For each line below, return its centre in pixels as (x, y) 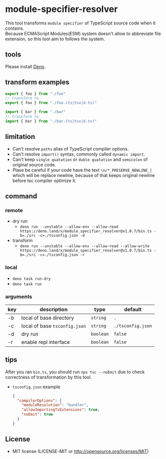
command (21, 196)
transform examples (37, 82)
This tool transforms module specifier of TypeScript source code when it (81, 23)
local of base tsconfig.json (54, 326)
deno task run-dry (31, 279)
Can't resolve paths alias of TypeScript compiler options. (71, 149)
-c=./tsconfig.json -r (61, 255)
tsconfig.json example (36, 387)
